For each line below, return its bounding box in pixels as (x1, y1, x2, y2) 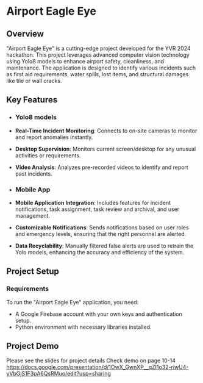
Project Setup (6, 267, 60, 277)
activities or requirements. (15, 151, 81, 159)
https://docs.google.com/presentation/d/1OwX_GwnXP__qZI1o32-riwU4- (6, 363, 189, 371)
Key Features (6, 95, 58, 105)
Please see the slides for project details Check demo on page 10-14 (6, 357, 176, 364)
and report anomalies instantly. (15, 133, 93, 141)
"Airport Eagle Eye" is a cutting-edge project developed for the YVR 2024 (6, 45, 191, 52)
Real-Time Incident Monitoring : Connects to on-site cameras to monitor (15, 127, 198, 134)
